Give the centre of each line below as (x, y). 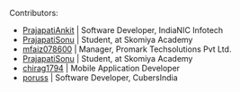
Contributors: (34, 13)
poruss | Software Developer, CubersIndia (100, 78)
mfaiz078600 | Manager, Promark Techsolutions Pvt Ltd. (127, 49)
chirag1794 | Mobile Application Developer (101, 68)
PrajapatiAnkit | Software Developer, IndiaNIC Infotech (123, 30)
